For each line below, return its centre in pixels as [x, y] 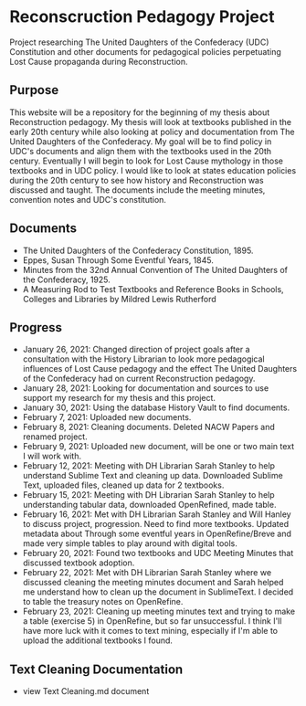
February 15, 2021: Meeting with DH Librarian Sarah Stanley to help [149, 495]
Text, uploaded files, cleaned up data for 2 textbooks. [123, 485]
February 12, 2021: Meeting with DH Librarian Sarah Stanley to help [149, 466]
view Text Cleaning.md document [86, 691]
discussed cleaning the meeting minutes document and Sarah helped [153, 583]
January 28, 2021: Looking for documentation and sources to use [146, 388]
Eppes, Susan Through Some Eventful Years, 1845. [118, 260]
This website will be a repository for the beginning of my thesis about [140, 112]
